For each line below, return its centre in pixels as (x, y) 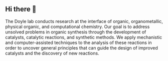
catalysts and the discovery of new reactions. (52, 53)
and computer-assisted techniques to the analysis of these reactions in (78, 42)
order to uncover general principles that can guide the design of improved (81, 47)
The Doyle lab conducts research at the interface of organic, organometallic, (84, 21)
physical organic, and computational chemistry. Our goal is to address (77, 26)
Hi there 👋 (21, 9)
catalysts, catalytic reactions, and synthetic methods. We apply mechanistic (83, 37)
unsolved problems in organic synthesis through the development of (76, 32)
